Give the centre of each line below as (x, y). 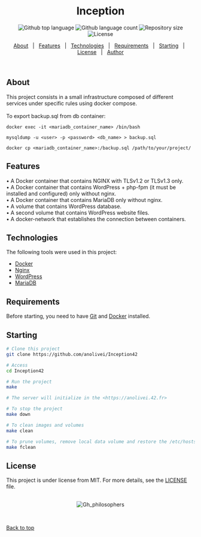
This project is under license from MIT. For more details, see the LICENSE (97, 480)
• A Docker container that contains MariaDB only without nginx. (84, 200)
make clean (20, 431)
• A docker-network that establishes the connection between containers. (96, 219)
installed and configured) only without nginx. (61, 194)
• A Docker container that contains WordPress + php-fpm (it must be (91, 187)
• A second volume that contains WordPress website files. (78, 212)
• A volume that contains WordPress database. (64, 206)
